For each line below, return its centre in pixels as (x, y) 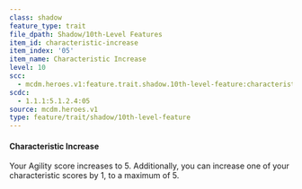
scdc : (19, 92)
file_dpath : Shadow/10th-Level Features (86, 34)
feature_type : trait (48, 26)
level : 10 (28, 68)
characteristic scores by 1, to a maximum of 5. (94, 176)
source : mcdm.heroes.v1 (54, 109)
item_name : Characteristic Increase (78, 59)
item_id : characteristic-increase (74, 43)
